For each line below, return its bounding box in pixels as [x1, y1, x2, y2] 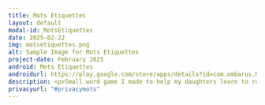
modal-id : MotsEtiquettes [8, 26, 93, 34]
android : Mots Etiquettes [8, 63, 93, 71]
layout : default [8, 19, 62, 27]
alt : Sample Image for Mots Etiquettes [8, 48, 140, 56]
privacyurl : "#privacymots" [8, 84, 101, 93]
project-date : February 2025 [8, 56, 104, 64]
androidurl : [8, 70, 47, 78]
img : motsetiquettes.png [8, 41, 90, 49]
